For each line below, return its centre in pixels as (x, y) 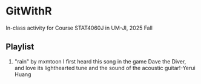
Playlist (20, 47)
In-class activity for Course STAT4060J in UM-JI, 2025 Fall (79, 28)
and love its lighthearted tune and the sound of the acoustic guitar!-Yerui (105, 68)
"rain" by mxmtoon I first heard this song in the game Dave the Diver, (100, 61)
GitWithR (29, 11)
